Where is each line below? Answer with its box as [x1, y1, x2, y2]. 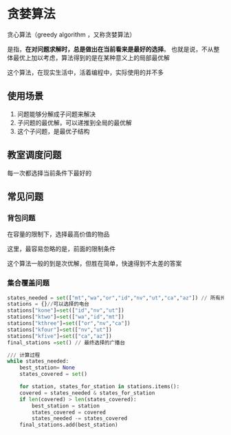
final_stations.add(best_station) [19, 421, 118, 429]
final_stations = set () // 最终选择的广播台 [7, 339, 126, 346]
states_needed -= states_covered [32, 415, 128, 422]
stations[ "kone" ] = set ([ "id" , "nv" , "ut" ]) [7, 307, 125, 314]
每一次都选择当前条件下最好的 [7, 169, 91, 177]
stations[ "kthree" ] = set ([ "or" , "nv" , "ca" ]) [7, 320, 131, 327]
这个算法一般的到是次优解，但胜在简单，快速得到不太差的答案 [7, 259, 182, 268]
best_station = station [32, 402, 100, 410]
